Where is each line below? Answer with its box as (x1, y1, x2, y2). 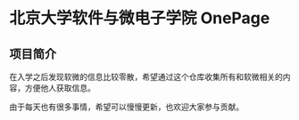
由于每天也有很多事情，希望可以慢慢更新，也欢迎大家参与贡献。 (9, 101, 244, 112)
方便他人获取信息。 (24, 83, 96, 93)
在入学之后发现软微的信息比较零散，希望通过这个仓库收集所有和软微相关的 (9, 72, 283, 82)
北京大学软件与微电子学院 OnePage (9, 8, 270, 28)
